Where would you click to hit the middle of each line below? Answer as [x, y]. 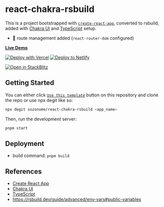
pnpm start [16, 128]
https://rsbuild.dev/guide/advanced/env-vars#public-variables [77, 199]
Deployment [25, 143]
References [23, 171]
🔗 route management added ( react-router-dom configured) [73, 38]
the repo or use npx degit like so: [39, 100]
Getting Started [30, 83]
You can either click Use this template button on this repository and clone [82, 95]
